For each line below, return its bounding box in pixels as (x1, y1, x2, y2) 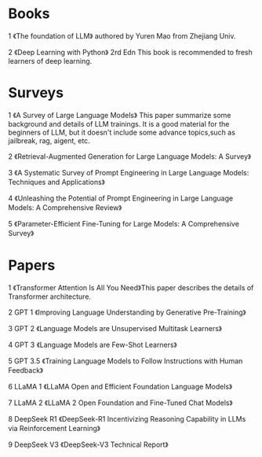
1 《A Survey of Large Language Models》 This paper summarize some (8, 110, 231, 120)
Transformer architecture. (8, 292, 92, 301)
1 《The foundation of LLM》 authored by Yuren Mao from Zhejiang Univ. (8, 31, 237, 40)
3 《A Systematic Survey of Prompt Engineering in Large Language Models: (8, 168, 249, 177)
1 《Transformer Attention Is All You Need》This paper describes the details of (8, 282, 254, 292)
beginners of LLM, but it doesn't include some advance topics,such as (8, 127, 235, 137)
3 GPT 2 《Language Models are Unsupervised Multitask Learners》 (8, 323, 222, 333)
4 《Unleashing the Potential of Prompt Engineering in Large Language (8, 193, 234, 203)
